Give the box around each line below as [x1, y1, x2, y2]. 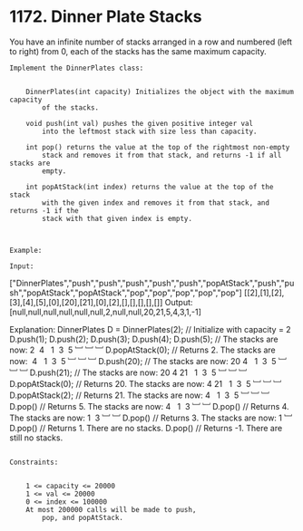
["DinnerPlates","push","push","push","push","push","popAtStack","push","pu [9, 277, 295, 288]
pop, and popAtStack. [42, 513, 124, 522]
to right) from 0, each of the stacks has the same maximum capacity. [9, 45, 268, 56]
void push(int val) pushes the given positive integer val [25, 119, 254, 128]
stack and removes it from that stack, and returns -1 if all [42, 150, 282, 159]
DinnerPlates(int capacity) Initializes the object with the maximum [25, 87, 295, 96]
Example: [9, 246, 43, 255]
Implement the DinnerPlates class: [9, 63, 144, 72]
